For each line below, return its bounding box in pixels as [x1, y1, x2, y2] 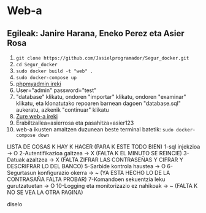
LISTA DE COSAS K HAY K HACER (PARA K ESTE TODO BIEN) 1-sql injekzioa [7, 143, 200, 150]
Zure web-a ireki [15, 113, 58, 120]
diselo [7, 201, 23, 207]
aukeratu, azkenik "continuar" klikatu [15, 106, 109, 114]
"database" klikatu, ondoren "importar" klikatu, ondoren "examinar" [15, 93, 186, 100]
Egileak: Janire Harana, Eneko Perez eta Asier [7, 28, 185, 39]
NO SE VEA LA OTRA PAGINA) [7, 188, 83, 196]
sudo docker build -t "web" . [15, 68, 94, 74]
